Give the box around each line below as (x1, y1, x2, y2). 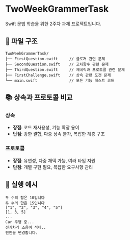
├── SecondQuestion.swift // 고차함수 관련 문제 (5, 62, 109, 67)
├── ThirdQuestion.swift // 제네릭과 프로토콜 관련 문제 (5, 67, 125, 72)
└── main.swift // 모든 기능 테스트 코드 (5, 78, 115, 83)
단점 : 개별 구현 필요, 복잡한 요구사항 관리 (12, 164, 93, 170)
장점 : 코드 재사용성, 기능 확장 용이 (12, 125, 80, 131)
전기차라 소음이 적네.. (5, 225, 46, 230)
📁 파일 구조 (5, 37, 38, 46)
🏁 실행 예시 (5, 180, 38, 189)
